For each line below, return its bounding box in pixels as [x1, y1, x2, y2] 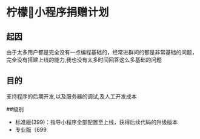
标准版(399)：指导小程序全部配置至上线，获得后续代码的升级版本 [15, 118, 178, 126]
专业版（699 [15, 126, 47, 133]
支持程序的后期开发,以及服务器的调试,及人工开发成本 [6, 92, 138, 100]
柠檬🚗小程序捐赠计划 [6, 5, 109, 19]
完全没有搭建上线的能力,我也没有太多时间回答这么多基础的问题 [6, 56, 162, 63]
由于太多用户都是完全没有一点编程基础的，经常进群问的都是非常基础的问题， [6, 49, 198, 56]
